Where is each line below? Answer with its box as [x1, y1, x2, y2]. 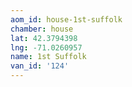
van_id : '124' [10, 61, 70, 71]
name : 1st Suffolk [10, 52, 87, 62]
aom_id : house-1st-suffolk [10, 14, 123, 25]
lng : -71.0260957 [10, 42, 83, 53]
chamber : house [10, 24, 74, 34]
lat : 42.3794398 [10, 33, 78, 43]
